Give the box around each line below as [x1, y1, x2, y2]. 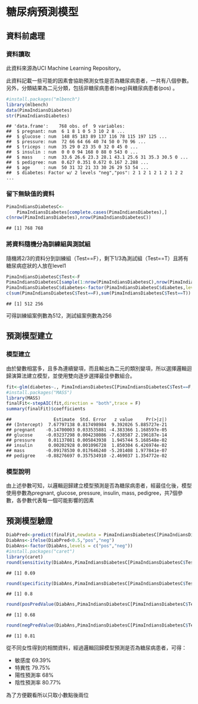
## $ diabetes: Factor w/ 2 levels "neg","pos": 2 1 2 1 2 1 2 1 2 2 [6, 170, 183, 176]
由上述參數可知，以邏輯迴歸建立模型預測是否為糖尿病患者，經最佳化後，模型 [6, 482, 192, 489]
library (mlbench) [6, 102, 49, 108]
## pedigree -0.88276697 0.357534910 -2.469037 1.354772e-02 [6, 453, 167, 459]
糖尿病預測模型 [6, 5, 79, 19]
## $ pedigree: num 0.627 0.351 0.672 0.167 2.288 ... [6, 160, 149, 166]
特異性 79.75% [14, 664, 51, 671]
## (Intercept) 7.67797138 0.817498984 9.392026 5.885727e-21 [6, 422, 167, 428]
